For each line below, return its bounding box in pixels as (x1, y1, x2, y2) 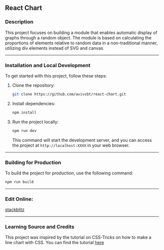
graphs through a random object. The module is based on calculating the (5, 35, 152, 40)
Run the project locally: (12, 119, 59, 125)
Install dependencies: (12, 100, 56, 106)
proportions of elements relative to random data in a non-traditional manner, (5, 40, 158, 46)
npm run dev (12, 128, 37, 133)
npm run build (5, 179, 34, 184)
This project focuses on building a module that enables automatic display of (5, 29, 158, 36)
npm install (12, 110, 37, 115)
